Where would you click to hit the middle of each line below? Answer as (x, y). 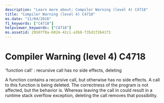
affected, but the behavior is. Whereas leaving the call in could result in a (79, 90)
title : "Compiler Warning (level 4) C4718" (50, 14)
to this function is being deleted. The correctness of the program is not (77, 85)
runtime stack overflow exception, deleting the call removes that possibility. (82, 95)
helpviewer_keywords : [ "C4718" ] (38, 28)
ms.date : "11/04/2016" (28, 19)
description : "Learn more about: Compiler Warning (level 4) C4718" (77, 10)
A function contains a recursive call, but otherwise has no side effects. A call (82, 79)
